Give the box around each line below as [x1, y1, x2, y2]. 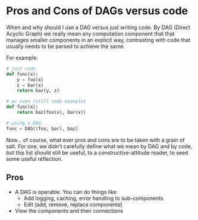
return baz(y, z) [17, 88, 60, 94]
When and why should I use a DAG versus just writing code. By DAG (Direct [6, 24, 191, 31]
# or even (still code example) [6, 98, 86, 104]
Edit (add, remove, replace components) [23, 200, 123, 208]
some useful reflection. [6, 155, 63, 162]
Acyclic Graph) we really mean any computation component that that [6, 30, 175, 37]
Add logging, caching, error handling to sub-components [23, 195, 164, 202]
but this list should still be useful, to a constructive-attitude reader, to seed [6, 149, 188, 156]
